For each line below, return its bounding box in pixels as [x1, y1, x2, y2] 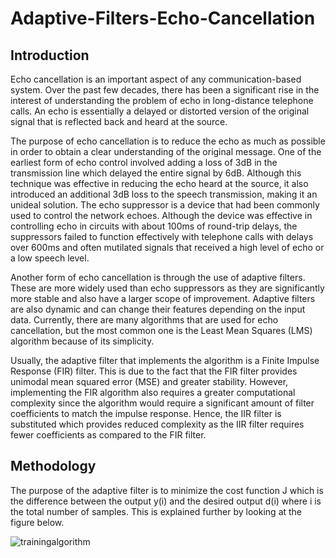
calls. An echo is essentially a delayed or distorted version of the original [10, 105, 310, 117]
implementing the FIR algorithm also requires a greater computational [10, 387, 296, 398]
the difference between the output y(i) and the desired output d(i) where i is [10, 495, 322, 507]
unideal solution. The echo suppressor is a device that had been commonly [10, 199, 320, 211]
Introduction [10, 47, 90, 64]
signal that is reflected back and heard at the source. [10, 116, 228, 127]
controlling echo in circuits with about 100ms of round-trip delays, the [10, 220, 298, 232]
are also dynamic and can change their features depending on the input [10, 303, 306, 315]
